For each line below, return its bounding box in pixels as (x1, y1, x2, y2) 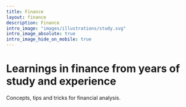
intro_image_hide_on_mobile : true (6, 36, 92, 42)
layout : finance (6, 14, 46, 20)
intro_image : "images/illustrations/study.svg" (6, 25, 127, 32)
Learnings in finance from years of (6, 62, 180, 75)
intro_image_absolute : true (6, 31, 76, 37)
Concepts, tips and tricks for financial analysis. (6, 94, 121, 101)
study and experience (6, 75, 116, 88)
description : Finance (6, 20, 60, 26)
